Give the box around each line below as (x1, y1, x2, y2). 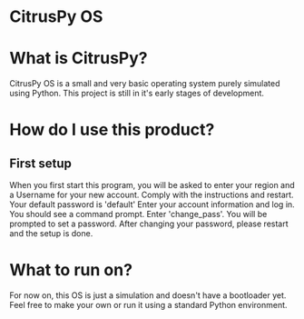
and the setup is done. (9, 228, 93, 239)
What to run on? (9, 260, 133, 281)
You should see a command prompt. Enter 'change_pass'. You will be (9, 209, 268, 220)
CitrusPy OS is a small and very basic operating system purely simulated (9, 78, 280, 89)
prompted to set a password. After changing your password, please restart (9, 218, 289, 229)
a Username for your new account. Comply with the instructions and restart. (9, 189, 294, 201)
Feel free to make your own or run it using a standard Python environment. (9, 300, 288, 311)
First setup (9, 155, 73, 171)
